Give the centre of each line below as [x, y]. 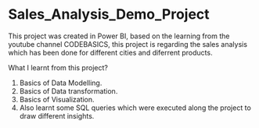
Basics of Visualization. [57, 99]
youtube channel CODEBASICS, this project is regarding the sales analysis [128, 44]
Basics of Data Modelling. [61, 83]
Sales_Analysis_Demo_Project [109, 14]
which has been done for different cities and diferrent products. [110, 52]
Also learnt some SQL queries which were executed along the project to [135, 108]
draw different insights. [57, 116]
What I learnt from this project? [58, 67]
